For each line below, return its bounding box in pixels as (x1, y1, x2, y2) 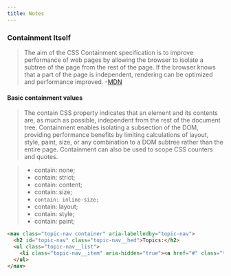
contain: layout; (34, 202, 78, 211)
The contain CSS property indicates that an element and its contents (23, 109, 218, 117)
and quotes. (23, 153, 58, 161)
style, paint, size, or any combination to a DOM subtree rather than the (23, 138, 223, 147)
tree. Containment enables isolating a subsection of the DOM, (23, 123, 199, 131)
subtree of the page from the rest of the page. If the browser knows (23, 63, 217, 71)
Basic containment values (7, 94, 83, 102)
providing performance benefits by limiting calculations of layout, (23, 131, 209, 139)
